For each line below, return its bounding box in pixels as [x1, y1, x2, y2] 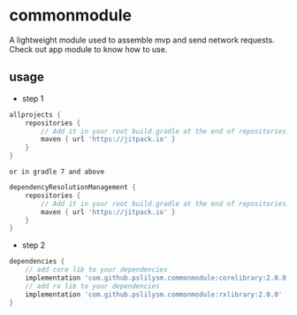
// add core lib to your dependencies [25, 265, 168, 274]
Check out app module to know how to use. [9, 43, 168, 54]
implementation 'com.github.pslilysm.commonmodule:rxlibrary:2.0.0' [25, 289, 283, 299]
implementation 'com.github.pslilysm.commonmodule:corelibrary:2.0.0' [25, 273, 291, 282]
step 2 [21, 240, 46, 250]
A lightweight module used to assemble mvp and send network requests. [9, 35, 276, 45]
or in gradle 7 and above [9, 167, 104, 176]
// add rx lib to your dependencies [25, 281, 161, 290]
